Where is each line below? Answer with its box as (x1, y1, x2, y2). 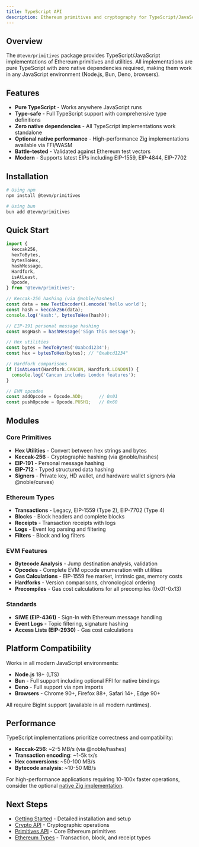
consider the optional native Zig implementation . (6, 782, 124, 789)
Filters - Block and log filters (14, 532, 85, 539)
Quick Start (6, 225, 49, 235)
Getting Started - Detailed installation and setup (14, 815, 131, 822)
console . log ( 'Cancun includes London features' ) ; (11, 372, 136, 378)
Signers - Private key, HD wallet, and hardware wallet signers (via (14, 472, 176, 479)
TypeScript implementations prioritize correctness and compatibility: (6, 734, 174, 741)
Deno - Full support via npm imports (14, 683, 104, 690)
